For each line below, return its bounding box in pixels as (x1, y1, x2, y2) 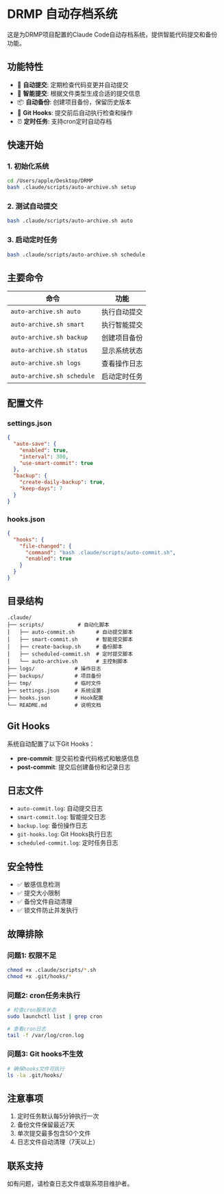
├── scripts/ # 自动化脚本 (7, 621, 110, 628)
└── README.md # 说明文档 (7, 702, 101, 708)
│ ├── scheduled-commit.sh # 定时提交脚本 (7, 651, 134, 658)
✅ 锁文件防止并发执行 (16, 906, 79, 915)
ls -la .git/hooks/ (7, 1072, 63, 1078)
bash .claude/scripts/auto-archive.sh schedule (7, 251, 146, 258)
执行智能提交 (101, 321, 143, 330)
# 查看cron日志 (7, 1025, 47, 1032)
